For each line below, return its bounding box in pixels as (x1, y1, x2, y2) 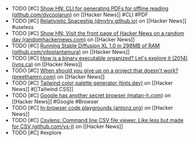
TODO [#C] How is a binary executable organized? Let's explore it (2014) (11, 55, 188, 61)
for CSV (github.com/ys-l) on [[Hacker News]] (11, 123, 123, 130)
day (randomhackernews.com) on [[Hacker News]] (11, 36, 135, 43)
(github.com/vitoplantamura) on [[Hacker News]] (11, 49, 130, 55)
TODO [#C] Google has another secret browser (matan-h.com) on (11, 92, 171, 99)
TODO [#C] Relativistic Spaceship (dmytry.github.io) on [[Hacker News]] (11, 18, 186, 24)
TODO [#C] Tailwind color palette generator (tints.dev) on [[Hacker (11, 79, 173, 86)
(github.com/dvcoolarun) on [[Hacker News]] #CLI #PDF (11, 11, 148, 18)
